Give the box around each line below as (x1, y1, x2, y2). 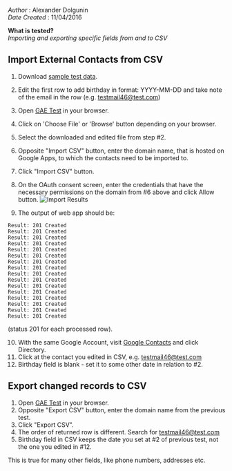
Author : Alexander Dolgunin (8, 6, 88, 14)
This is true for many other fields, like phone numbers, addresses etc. (8, 456, 206, 464)
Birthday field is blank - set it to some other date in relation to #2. (17, 360, 203, 368)
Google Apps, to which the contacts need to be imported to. (17, 153, 188, 162)
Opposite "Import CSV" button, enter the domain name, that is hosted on (17, 146, 224, 155)
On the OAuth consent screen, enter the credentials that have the (17, 180, 204, 189)
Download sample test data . (17, 72, 98, 80)
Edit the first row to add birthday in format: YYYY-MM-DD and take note (17, 86, 223, 94)
